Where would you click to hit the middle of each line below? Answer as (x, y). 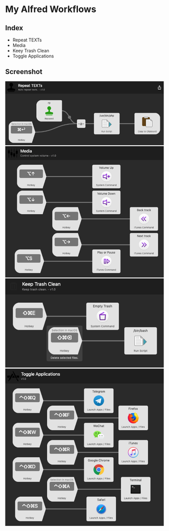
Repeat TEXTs (27, 40)
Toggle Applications (33, 56)
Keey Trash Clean (31, 51)
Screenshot (24, 72)
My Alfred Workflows (51, 9)
